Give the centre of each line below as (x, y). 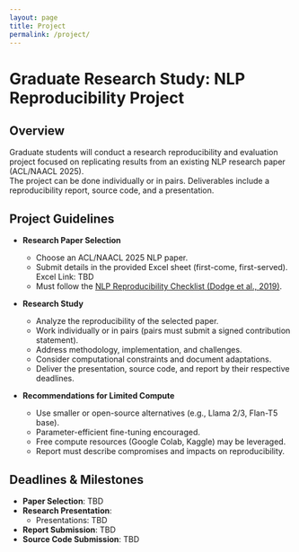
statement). (57, 340)
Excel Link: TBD (65, 277)
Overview (37, 131)
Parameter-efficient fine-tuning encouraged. (118, 433)
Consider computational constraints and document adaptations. (154, 359)
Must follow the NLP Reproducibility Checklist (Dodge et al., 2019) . (159, 286)
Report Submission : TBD (69, 530)
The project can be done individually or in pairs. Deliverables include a (139, 181)
